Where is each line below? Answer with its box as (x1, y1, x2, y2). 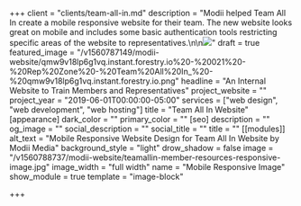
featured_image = (9, 47, 75, 58)
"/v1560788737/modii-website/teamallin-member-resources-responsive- (9, 152, 281, 163)
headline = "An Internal (180, 76, 267, 86)
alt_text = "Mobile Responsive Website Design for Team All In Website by (9, 133, 279, 143)
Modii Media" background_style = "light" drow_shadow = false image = (9, 143, 274, 153)
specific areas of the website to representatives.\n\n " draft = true (9, 38, 260, 48)
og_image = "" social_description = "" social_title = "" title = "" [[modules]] (9, 123, 286, 134)
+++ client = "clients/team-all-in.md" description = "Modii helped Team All (9, 8, 287, 18)
